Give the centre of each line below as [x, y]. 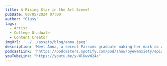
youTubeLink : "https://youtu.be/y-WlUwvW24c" [53, 56]
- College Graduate [30, 33]
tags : [11, 24]
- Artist [19, 28]
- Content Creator [29, 38]
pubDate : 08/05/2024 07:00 [33, 14]
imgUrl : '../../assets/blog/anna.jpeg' [46, 42]
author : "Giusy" [22, 19]
